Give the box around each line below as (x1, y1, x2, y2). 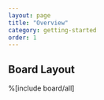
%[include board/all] (8, 83, 75, 93)
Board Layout (8, 62, 76, 76)
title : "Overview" (8, 19, 69, 27)
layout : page (8, 11, 51, 20)
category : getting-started (8, 26, 97, 34)
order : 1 (8, 33, 37, 42)
